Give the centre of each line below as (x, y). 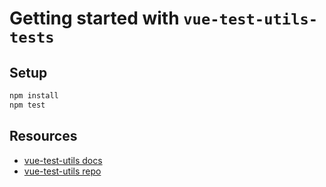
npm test (27, 105)
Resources (43, 136)
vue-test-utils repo (62, 171)
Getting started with (94, 18)
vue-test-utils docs (63, 160)
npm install (34, 96)
